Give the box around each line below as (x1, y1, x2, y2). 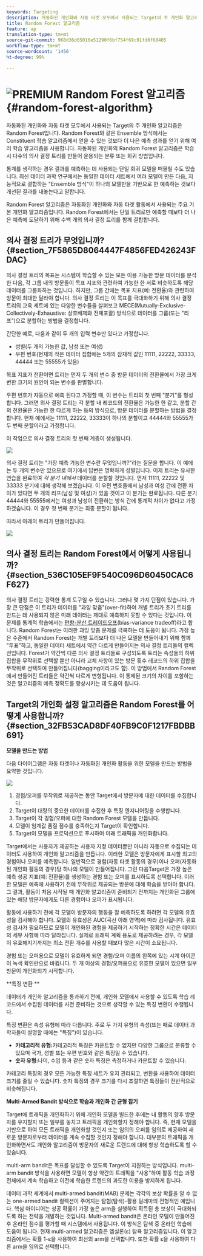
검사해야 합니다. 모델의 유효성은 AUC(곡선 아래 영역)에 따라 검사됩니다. (17, 916, 185, 924)
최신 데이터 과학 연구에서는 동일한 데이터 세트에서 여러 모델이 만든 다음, (19, 173, 187, 180)
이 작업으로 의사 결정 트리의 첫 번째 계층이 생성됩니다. (6, 435, 132, 442)
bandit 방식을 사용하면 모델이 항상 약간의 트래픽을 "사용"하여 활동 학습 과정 (17, 1169, 195, 1176)
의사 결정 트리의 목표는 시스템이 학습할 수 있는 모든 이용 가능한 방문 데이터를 (6, 272, 186, 279)
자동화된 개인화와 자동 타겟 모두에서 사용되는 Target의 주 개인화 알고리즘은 (6, 122, 183, 129)
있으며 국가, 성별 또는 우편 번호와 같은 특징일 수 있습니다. (15, 1049, 150, 1056)
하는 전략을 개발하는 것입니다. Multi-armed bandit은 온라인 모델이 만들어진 (17, 1213, 195, 1220)
